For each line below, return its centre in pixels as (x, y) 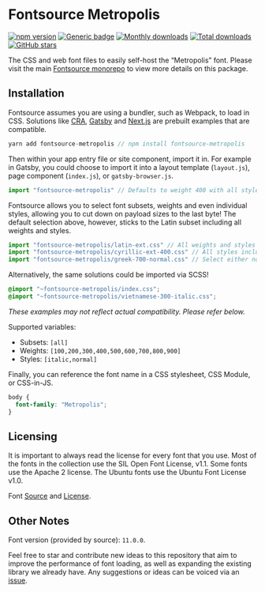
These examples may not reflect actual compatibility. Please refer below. (127, 311)
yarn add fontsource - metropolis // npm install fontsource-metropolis (127, 144)
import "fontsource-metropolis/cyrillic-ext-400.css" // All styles (123, 252)
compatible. (28, 129)
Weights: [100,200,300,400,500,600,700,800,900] (100, 350)
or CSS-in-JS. (31, 383)
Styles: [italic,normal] (58, 359)
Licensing (33, 436)
